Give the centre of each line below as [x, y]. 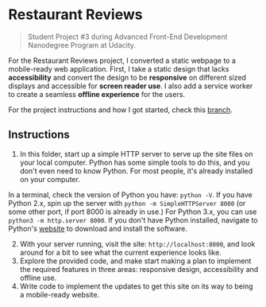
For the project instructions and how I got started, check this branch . [120, 110]
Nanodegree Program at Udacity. [82, 45]
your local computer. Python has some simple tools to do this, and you [135, 162]
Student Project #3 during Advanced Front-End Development [127, 37]
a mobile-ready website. [60, 294]
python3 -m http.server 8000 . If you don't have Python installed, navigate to [133, 220]
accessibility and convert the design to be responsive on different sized [127, 77]
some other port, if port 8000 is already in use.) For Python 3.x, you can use [133, 212]
